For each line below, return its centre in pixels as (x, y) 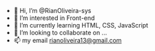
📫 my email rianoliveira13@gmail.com (68, 40)
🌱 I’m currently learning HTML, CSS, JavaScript (81, 25)
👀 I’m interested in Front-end (54, 18)
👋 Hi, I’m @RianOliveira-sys (52, 11)
